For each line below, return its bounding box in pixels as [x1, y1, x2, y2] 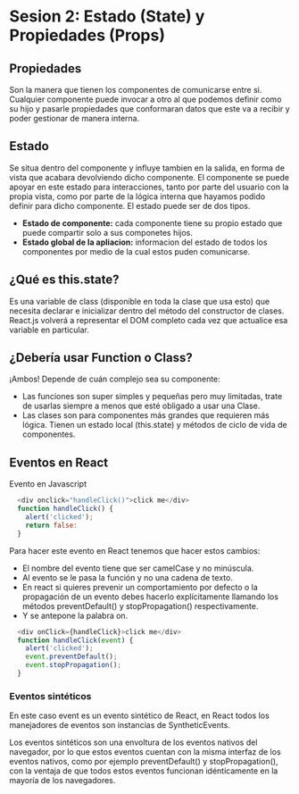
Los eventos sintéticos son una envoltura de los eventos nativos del [9, 737, 258, 748]
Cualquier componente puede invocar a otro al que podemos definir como [9, 94, 282, 104]
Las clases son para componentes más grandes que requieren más [21, 410, 270, 421]
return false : [25, 521, 78, 530]
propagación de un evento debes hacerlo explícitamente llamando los [21, 591, 279, 602]
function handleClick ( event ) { [17, 636, 134, 645]
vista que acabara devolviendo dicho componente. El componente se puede [9, 171, 290, 182]
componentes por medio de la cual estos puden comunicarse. [21, 246, 251, 256]
